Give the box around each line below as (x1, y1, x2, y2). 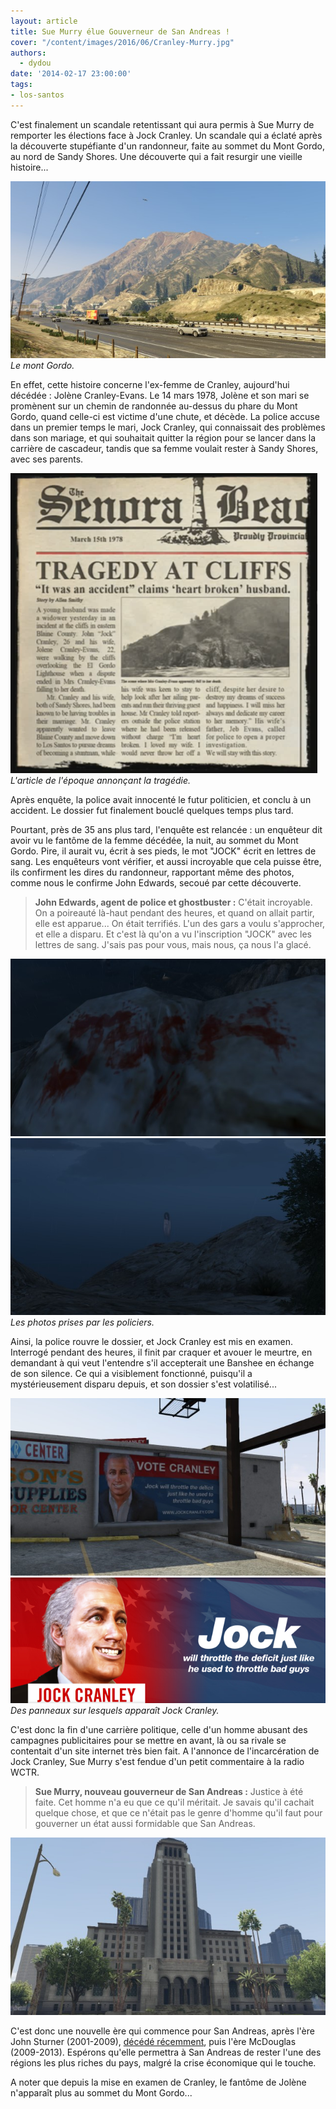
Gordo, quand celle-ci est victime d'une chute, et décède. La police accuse (10, 411, 320, 423)
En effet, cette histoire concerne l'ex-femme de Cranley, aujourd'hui (10, 379, 290, 391)
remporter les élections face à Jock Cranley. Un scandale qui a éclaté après (10, 129, 323, 141)
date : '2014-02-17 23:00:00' (10, 69, 132, 79)
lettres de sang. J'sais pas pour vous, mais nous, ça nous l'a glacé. (34, 939, 312, 951)
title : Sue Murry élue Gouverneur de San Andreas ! (10, 26, 230, 37)
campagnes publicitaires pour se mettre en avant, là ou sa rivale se (10, 1735, 287, 1747)
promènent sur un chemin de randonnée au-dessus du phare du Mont (10, 400, 298, 412)
